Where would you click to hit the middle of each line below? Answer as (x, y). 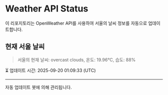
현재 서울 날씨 (25, 47)
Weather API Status (47, 9)
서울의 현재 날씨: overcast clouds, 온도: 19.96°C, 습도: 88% (76, 59)
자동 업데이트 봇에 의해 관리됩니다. (38, 87)
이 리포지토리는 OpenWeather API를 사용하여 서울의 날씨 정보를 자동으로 (76, 23)
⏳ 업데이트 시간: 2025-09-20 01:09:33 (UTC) (50, 70)
